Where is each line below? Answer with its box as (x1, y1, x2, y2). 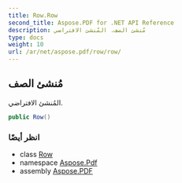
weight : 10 (8, 41, 44, 49)
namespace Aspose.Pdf (19, 158, 98, 167)
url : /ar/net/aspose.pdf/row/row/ (8, 48, 122, 56)
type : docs (8, 33, 44, 42)
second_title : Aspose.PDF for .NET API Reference (8, 19, 175, 27)
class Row (19, 149, 54, 159)
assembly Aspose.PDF (19, 166, 93, 175)
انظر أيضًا (8, 131, 40, 142)
